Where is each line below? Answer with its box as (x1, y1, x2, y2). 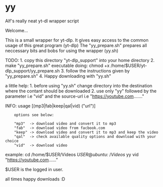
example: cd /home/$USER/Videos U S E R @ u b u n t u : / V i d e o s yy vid (5, 151, 139, 157)
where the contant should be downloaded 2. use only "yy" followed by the (5, 88, 157, 94)
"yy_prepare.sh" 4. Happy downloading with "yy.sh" (5, 73, 111, 79)
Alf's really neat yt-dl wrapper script (5, 18, 79, 24)
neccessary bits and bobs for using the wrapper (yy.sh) (5, 48, 119, 54)
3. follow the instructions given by (60, 67, 130, 73)
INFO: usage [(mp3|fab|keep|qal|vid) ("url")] (5, 103, 96, 109)
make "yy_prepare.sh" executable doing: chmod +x (5, 62, 110, 68)
